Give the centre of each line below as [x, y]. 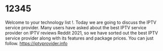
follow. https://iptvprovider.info [36, 43]
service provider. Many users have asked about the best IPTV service [76, 27]
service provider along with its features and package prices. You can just [80, 38]
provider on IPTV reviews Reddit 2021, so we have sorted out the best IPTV [81, 33]
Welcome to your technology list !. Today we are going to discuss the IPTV [81, 22]
